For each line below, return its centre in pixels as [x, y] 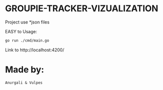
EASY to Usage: [21, 31]
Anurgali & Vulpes [24, 83]
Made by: [25, 69]
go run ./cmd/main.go [27, 40]
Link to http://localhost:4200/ [35, 50]
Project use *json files [27, 22]
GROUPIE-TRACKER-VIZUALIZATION [82, 9]
